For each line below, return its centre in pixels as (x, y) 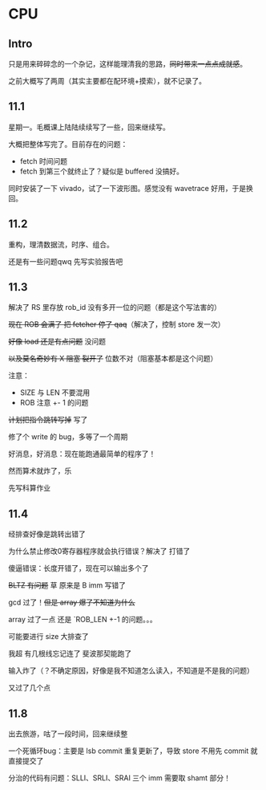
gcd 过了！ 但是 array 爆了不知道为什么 (72, 602)
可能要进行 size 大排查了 (49, 637)
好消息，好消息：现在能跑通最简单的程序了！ (82, 454)
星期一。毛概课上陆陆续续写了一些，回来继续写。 (89, 127)
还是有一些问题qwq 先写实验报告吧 (66, 261)
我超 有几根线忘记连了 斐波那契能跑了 (70, 654)
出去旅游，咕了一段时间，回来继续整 (68, 734)
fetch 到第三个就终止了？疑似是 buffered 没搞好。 (102, 171)
